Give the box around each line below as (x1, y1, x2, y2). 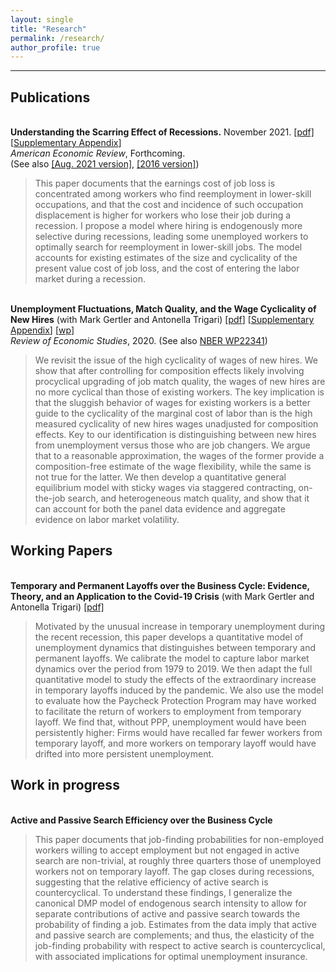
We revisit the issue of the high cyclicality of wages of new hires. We (34, 354, 318, 366)
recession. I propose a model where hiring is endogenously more (34, 220, 303, 232)
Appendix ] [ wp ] (10, 324, 75, 336)
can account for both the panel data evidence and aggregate (34, 503, 286, 515)
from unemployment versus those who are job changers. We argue (34, 439, 311, 451)
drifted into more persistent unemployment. (34, 747, 215, 760)
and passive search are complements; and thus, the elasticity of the (34, 929, 315, 941)
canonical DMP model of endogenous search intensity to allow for (34, 897, 307, 909)
